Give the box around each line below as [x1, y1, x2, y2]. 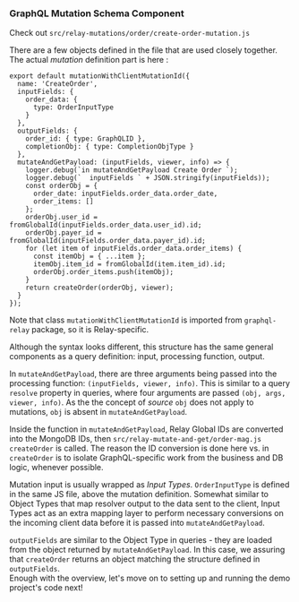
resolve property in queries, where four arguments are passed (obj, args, [9, 388, 286, 399]
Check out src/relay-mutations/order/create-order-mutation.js [9, 28, 251, 39]
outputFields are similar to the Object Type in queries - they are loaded [9, 535, 273, 546]
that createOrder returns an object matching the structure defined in [9, 554, 261, 564]
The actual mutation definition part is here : [9, 55, 168, 65]
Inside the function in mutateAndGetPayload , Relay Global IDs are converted [9, 424, 284, 434]
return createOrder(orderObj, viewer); [25, 283, 175, 293]
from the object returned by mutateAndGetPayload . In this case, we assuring [9, 545, 286, 555]
